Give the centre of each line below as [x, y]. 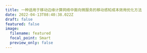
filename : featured [30, 33]
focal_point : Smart [30, 38]
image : [12, 29]
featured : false [22, 24]
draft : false [19, 19]
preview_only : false [31, 43]
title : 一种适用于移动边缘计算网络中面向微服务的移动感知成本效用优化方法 [73, 10]
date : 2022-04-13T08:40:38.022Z [39, 15]
